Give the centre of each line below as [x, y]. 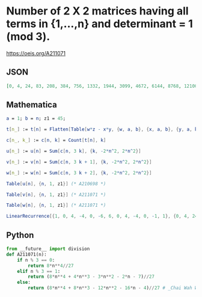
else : [24, 283]
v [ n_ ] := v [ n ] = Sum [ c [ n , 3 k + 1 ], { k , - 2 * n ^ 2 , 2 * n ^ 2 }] [79, 162]
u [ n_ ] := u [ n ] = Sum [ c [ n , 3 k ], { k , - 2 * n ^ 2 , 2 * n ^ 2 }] [74, 152]
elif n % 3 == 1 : [39, 271]
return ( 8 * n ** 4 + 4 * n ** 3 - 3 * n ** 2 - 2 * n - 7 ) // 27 [91, 277]
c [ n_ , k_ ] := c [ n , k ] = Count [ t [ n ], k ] [56, 140]
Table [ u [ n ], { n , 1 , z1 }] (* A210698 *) [56, 184]
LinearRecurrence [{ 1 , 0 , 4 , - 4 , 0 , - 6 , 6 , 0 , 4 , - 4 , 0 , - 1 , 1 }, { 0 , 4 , [98, 216]
